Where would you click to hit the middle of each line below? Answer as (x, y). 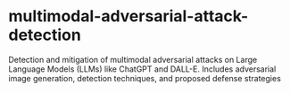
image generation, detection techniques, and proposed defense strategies (145, 78)
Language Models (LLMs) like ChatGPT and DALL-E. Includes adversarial (142, 69)
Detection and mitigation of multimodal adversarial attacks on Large (133, 59)
